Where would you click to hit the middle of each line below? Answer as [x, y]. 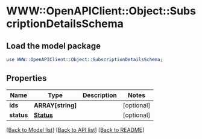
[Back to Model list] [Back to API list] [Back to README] [75, 129]
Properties [27, 78]
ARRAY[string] [55, 105]
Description [100, 95]
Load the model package [54, 46]
